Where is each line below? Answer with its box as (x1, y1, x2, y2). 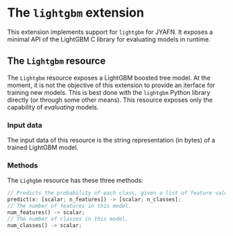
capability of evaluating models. (7, 102, 99, 111)
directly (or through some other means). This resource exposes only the (7, 96, 213, 104)
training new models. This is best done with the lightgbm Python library (7, 88, 211, 96)
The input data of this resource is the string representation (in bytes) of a (7, 136, 216, 145)
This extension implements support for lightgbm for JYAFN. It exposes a (7, 28, 214, 36)
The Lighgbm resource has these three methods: (7, 176, 144, 185)
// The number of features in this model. (7, 203, 132, 210)
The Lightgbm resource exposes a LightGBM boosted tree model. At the (7, 73, 211, 82)
